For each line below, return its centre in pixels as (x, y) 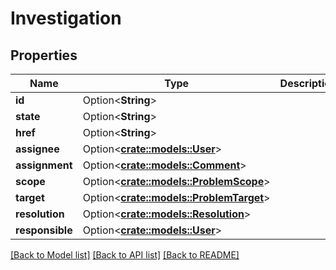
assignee (37, 149)
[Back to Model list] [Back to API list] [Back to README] (125, 255)
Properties (44, 55)
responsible (44, 230)
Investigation (66, 18)
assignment (44, 165)
